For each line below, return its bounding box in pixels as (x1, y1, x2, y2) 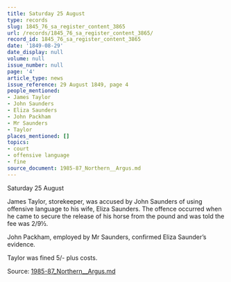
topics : (7, 139, 30, 146)
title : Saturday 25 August (7, 10, 85, 17)
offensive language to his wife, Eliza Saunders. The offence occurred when (7, 204, 222, 213)
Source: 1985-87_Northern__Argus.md (7, 267, 116, 275)
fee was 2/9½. (7, 219, 49, 227)
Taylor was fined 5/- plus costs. (7, 254, 98, 262)
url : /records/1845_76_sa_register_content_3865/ (7, 29, 154, 37)
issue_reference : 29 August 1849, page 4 (7, 81, 129, 88)
